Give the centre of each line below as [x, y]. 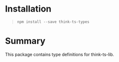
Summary [25, 41]
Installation [28, 9]
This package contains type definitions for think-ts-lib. [60, 54]
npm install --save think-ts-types [53, 22]
